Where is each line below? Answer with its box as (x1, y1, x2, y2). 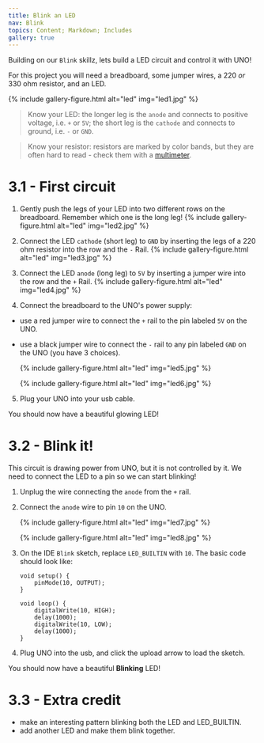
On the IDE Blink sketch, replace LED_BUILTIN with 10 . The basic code (19, 548, 247, 558)
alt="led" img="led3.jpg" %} (19, 253, 112, 263)
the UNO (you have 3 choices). (19, 348, 121, 358)
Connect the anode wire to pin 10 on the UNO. (19, 502, 168, 512)
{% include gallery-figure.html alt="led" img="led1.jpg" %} (8, 94, 199, 104)
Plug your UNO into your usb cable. (19, 394, 136, 404)
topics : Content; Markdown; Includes (8, 26, 133, 34)
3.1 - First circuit (8, 178, 116, 196)
